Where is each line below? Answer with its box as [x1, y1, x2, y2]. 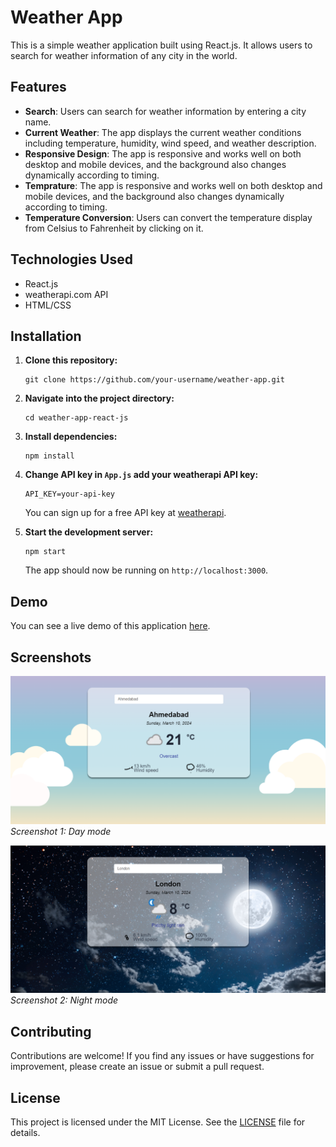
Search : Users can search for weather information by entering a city [24, 105, 307, 117]
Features [10, 79, 67, 96]
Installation [10, 327, 82, 345]
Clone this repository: [24, 354, 118, 366]
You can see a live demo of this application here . [10, 620, 211, 632]
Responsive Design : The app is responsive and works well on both [24, 147, 302, 160]
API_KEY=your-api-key [24, 489, 115, 500]
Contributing [10, 1023, 92, 1040]
